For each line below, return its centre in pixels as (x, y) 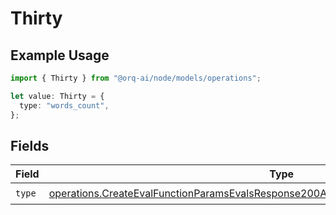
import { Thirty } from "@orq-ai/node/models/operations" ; (136, 78)
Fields (30, 145)
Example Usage (60, 55)
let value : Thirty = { (57, 96)
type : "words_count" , (64, 105)
